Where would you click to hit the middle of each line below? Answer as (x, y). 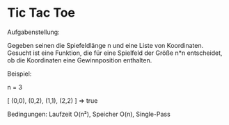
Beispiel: (19, 74)
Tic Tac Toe (41, 13)
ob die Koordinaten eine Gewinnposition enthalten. (80, 60)
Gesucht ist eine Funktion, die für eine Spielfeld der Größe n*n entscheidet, (115, 53)
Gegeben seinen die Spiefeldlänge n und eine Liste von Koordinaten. (105, 45)
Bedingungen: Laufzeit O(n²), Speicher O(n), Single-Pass (89, 114)
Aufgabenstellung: (34, 32)
